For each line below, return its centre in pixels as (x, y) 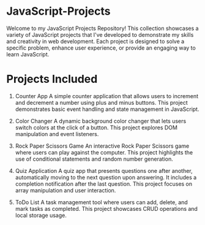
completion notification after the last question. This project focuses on (104, 184)
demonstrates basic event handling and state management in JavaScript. (107, 109)
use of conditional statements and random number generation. (94, 159)
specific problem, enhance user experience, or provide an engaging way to (101, 48)
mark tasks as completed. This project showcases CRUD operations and (106, 208)
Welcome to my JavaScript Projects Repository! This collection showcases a (102, 28)
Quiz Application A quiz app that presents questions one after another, (104, 170)
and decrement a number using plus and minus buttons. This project (101, 102)
